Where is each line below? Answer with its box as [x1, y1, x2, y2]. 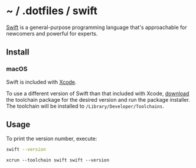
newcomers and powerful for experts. [6, 30, 98, 37]
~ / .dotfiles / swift [6, 4, 98, 18]
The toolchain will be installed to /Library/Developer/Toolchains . [6, 102, 164, 109]
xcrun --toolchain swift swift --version [6, 157, 110, 163]
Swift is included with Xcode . [6, 78, 77, 85]
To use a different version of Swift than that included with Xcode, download [6, 90, 190, 97]
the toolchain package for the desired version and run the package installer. [6, 96, 191, 103]
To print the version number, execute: [6, 135, 97, 143]
